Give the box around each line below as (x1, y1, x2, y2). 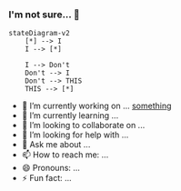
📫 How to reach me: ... (21, 149, 109, 160)
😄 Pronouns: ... (21, 163, 81, 174)
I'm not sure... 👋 (8, 8, 80, 21)
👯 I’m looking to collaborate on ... (21, 120, 146, 131)
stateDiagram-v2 (8, 29, 70, 38)
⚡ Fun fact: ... (21, 173, 72, 184)
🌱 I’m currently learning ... (21, 110, 119, 121)
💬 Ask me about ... (21, 139, 91, 150)
